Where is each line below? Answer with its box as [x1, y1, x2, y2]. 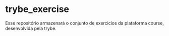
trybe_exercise [5, 3, 70, 15]
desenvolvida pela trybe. [5, 25, 57, 31]
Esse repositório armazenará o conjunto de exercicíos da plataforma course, [5, 20, 164, 26]
